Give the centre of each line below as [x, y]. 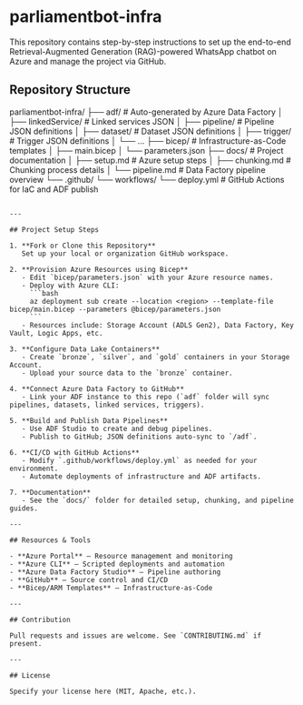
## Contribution [40, 619]
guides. [24, 508]
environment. [34, 468]
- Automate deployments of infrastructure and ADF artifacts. [141, 476]
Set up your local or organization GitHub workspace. [125, 253]
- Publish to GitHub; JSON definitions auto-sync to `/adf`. [139, 437]
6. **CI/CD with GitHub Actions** [75, 452]
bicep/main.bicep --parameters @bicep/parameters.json [115, 309]
